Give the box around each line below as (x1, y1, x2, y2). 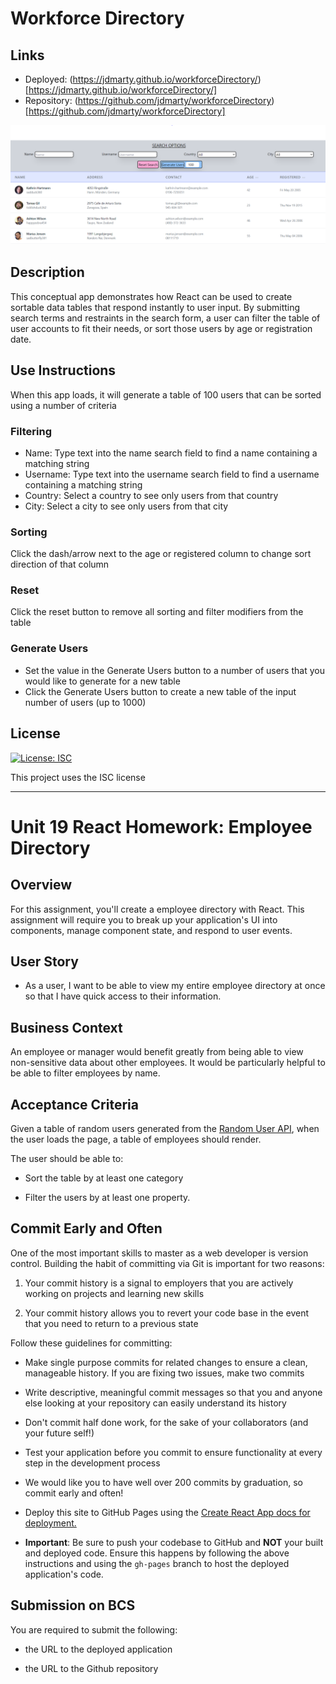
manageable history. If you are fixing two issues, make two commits (24, 1367, 305, 1379)
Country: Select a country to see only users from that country (24, 489, 279, 501)
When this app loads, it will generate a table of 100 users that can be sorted (10, 388, 322, 401)
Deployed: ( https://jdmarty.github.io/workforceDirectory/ (24, 73, 258, 85)
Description (10, 264, 85, 281)
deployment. (24, 1517, 77, 1529)
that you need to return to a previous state (24, 1317, 199, 1329)
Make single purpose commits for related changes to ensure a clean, (24, 1356, 308, 1368)
